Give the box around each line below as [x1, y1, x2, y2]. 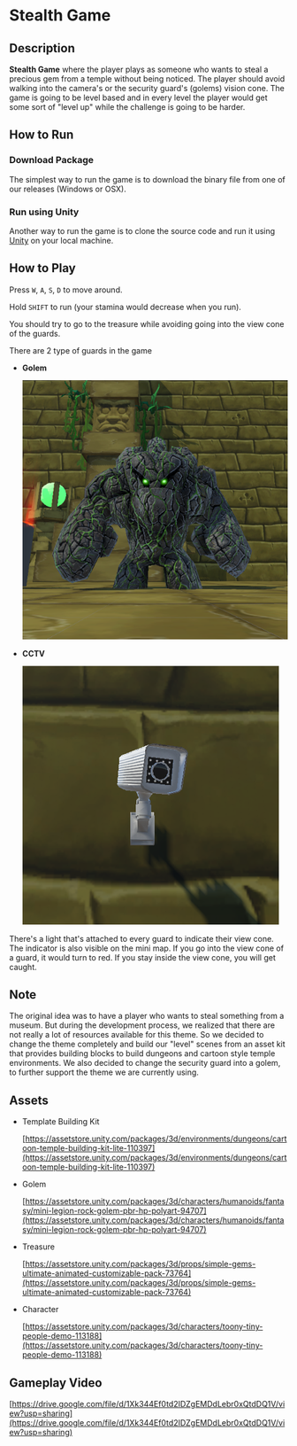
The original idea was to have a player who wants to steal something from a [9, 1011, 285, 1022]
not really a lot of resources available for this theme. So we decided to [9, 1030, 264, 1040]
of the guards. [9, 328, 61, 338]
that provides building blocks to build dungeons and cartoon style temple [9, 1048, 276, 1059]
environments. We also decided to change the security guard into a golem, [9, 1058, 281, 1069]
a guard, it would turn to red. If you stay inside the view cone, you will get [9, 952, 276, 962]
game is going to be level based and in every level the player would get [9, 92, 268, 103]
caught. [9, 961, 37, 972]
